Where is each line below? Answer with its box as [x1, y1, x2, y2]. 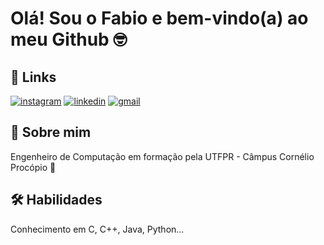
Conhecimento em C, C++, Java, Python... [10, 223, 185, 235]
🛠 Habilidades [10, 192, 103, 209]
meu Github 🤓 [10, 28, 128, 51]
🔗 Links [10, 68, 57, 86]
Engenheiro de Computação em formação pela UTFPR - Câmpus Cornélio [10, 150, 315, 162]
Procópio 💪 [10, 161, 57, 173]
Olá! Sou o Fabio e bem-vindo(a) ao [10, 7, 309, 30]
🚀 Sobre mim [10, 124, 92, 141]
